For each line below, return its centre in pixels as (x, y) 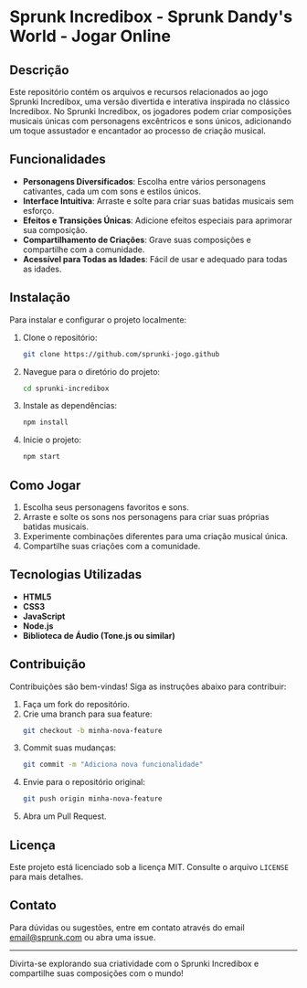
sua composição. (55, 229)
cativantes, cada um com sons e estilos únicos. (111, 191)
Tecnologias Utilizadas (76, 574)
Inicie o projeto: (52, 440)
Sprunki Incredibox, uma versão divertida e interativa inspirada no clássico (150, 101)
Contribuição (48, 664)
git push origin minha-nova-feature (92, 799)
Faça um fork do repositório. (76, 704)
